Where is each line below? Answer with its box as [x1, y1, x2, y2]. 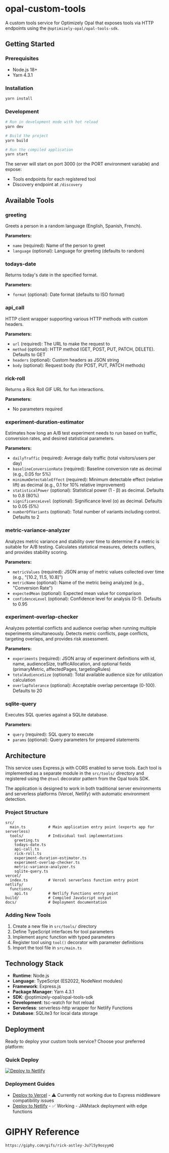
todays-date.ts [14, 842, 46, 847]
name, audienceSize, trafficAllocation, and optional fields [12, 661, 131, 667]
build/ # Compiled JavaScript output [5, 895, 112, 901]
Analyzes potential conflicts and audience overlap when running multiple [5, 625, 156, 631]
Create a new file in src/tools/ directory [12, 923, 97, 929]
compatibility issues [12, 1097, 54, 1103]
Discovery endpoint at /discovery [12, 182, 82, 188]
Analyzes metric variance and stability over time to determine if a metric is [5, 538, 160, 544]
